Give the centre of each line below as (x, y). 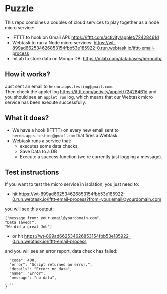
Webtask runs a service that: (42, 141)
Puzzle (19, 9)
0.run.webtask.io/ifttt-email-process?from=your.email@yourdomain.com (86, 199)
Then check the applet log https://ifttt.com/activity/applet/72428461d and (81, 92)
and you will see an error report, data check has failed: (61, 251)
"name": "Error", (28, 274)
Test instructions (32, 172)
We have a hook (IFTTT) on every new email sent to (65, 130)
